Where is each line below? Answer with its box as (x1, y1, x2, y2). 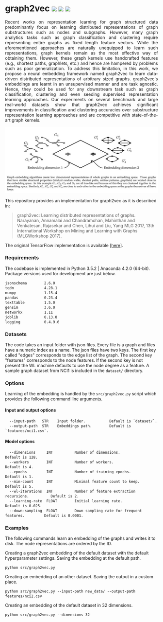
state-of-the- (131, 112, 158, 118)
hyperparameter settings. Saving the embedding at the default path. (5, 555, 141, 561)
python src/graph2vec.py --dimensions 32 (5, 612, 90, 618)
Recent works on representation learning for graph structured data (5, 19, 158, 25)
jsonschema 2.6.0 (5, 281, 55, 285)
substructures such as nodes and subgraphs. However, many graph (5, 29, 158, 35)
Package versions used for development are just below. (5, 270, 116, 276)
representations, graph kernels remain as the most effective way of (5, 50, 158, 56)
